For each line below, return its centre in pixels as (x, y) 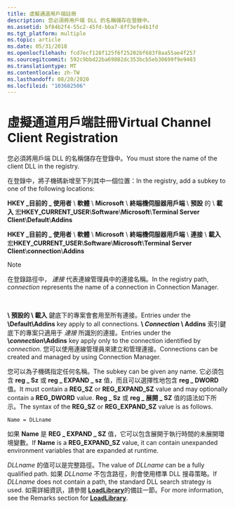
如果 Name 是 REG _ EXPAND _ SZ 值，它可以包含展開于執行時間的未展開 (113, 434)
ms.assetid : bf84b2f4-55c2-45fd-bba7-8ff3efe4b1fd (83, 27)
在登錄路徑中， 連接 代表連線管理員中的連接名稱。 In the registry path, (108, 279)
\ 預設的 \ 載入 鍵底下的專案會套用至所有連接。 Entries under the (99, 315)
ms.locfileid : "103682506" (47, 86)
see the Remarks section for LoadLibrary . (68, 498)
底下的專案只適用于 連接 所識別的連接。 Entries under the (89, 333)
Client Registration (63, 138)
